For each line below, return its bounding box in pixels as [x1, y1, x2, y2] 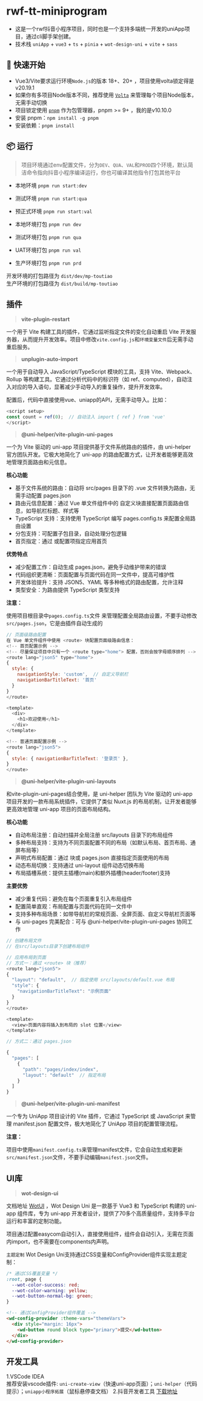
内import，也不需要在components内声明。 [6, 1237, 112, 1245]
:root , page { [6, 1276, 42, 1282]
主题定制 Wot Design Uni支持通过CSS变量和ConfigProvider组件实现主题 [6, 1251, 182, 1258]
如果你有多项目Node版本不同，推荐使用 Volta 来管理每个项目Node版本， [15, 91, 197, 99]
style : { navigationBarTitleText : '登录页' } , [12, 755, 129, 761]
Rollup [6, 376, 22, 383]
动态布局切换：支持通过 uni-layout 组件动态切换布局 [15, 862, 144, 869]
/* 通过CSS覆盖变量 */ [6, 1270, 58, 1276]
